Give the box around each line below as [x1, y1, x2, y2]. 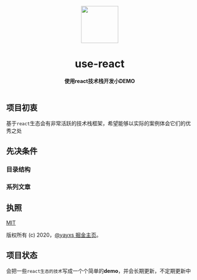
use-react [75, 57, 125, 71]
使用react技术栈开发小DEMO [64, 77, 135, 84]
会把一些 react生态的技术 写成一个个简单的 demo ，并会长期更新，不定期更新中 [6, 267, 191, 274]
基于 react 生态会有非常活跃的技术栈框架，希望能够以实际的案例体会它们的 [6, 119, 186, 127]
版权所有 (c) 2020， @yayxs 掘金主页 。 [6, 231, 102, 238]
